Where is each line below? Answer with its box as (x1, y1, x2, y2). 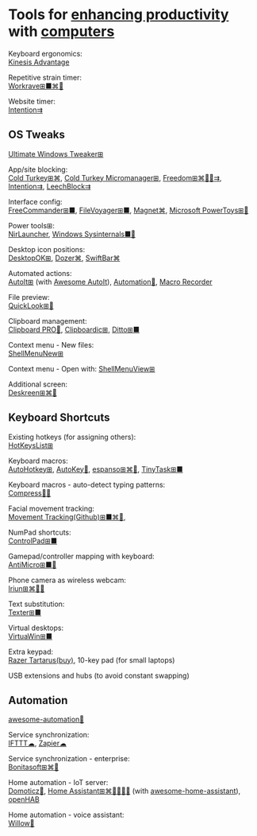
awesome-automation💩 (8, 714, 85, 725)
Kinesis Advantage (8, 57, 70, 67)
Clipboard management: (8, 316, 87, 325)
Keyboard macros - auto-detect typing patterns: (8, 480, 166, 489)
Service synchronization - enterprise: (8, 754, 130, 764)
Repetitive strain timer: (8, 72, 82, 82)
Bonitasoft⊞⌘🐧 (8, 762, 59, 772)
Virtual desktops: (8, 623, 64, 632)
